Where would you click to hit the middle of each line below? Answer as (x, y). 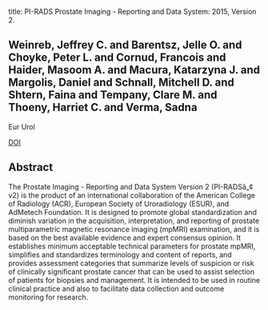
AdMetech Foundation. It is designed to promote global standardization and (133, 212)
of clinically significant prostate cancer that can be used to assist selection (131, 272)
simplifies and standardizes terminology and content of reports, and (120, 254)
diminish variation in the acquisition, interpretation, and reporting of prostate (134, 221)
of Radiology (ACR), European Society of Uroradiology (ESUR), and (119, 204)
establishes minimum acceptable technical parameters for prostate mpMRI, (132, 246)
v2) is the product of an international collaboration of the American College (132, 195)
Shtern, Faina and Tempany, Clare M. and (113, 95)
